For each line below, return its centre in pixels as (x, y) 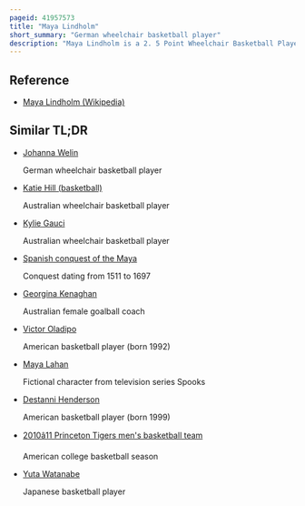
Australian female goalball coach (84, 311)
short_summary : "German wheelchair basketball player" (115, 35)
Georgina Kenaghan (60, 293)
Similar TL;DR (49, 131)
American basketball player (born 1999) (96, 417)
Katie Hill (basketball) (62, 187)
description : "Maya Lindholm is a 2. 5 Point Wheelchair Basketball (142, 43)
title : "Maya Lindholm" (54, 26)
